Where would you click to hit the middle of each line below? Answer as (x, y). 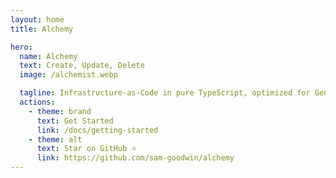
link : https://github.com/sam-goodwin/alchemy (135, 158)
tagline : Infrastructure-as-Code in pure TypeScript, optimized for (165, 93)
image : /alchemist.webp (68, 75)
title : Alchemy (42, 29)
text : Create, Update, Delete (82, 66)
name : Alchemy (48, 56)
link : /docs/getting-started (97, 130)
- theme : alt (55, 139)
